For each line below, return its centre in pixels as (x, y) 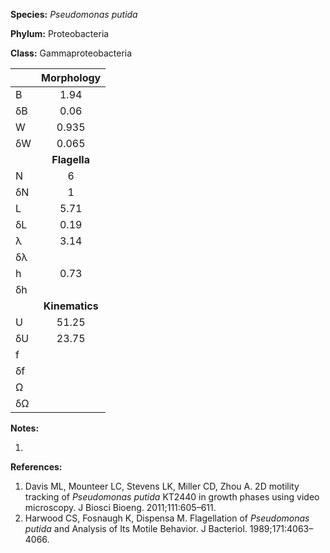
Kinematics (71, 306)
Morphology (71, 77)
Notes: (25, 428)
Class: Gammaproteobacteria (71, 53)
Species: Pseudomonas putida (74, 14)
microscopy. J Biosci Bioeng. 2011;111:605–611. (120, 507)
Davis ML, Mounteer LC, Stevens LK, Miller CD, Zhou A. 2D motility (162, 486)
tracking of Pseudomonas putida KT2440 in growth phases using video (172, 497)
